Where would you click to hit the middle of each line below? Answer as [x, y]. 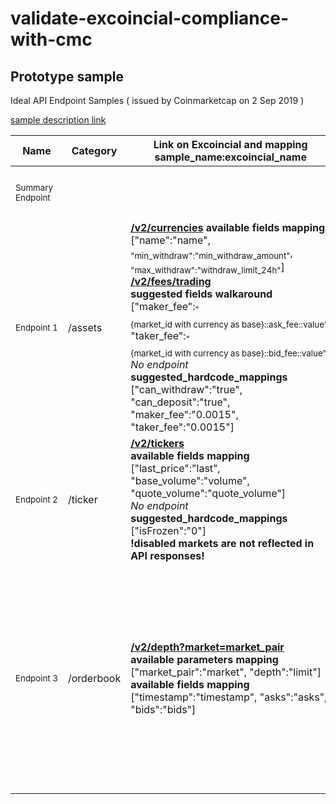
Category [94, 150]
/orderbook [94, 679]
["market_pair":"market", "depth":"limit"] [226, 672]
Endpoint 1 [36, 327]
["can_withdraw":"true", [186, 390]
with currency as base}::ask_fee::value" [251, 324]
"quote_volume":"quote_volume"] [208, 494]
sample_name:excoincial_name [230, 157]
